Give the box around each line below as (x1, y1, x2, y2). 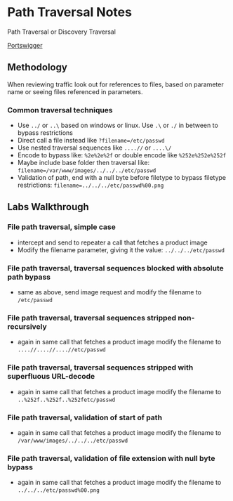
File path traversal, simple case (7, 222, 116, 232)
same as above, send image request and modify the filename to (17, 288, 202, 297)
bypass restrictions (17, 129, 74, 137)
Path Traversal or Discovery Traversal (7, 27, 116, 36)
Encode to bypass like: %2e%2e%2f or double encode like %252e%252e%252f (17, 151, 227, 160)
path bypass (7, 272, 51, 282)
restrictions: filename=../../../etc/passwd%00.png (17, 181, 164, 190)
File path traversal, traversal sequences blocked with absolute (7, 263, 225, 273)
